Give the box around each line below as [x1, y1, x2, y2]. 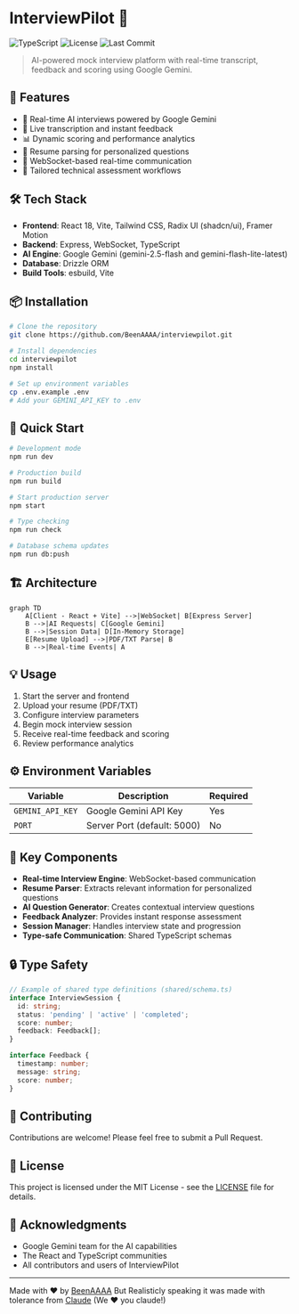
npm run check [9, 526, 62, 535]
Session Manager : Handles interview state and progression [21, 921, 242, 932]
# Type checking [9, 517, 69, 526]
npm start [9, 501, 46, 510]
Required [208, 790, 249, 803]
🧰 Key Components [9, 850, 118, 865]
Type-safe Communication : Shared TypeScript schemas [21, 930, 232, 941]
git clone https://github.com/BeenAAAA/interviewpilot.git [9, 331, 233, 339]
